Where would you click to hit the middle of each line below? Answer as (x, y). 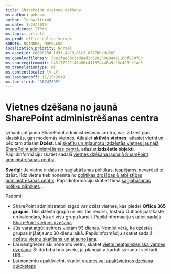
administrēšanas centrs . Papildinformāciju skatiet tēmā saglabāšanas (78, 180)
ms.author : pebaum (25, 15)
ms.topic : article (25, 34)
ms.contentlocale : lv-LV (32, 72)
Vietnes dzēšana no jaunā (61, 107)
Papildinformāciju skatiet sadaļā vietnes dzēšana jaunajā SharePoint (77, 154)
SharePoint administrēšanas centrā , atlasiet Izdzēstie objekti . (70, 149)
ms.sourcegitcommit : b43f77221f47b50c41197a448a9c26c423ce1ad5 (74, 63)
